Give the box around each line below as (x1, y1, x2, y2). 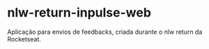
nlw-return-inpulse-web (7, 5, 152, 21)
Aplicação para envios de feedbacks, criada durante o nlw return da (7, 28, 203, 36)
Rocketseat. (7, 35, 42, 43)
